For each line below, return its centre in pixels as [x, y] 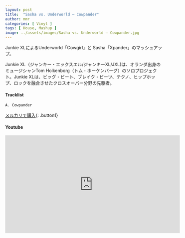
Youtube [14, 127]
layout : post [19, 10]
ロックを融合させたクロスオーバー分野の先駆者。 [64, 83]
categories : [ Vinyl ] [29, 24]
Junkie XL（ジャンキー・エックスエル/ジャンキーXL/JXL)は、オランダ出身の [83, 64]
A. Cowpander [19, 105]
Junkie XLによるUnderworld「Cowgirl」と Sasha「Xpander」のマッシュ [79, 47]
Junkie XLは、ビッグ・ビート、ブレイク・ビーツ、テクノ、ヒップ [80, 77]
